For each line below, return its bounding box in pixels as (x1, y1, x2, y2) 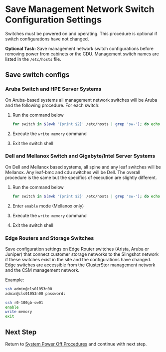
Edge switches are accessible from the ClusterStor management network (5, 262, 156, 268)
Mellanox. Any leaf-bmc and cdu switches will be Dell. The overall (5, 169, 141, 175)
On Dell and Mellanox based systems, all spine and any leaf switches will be (5, 164, 161, 170)
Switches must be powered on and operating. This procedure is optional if (5, 30, 158, 36)
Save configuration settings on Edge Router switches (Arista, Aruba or (5, 246, 150, 252)
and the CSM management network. (5, 267, 80, 273)
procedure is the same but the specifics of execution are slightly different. (5, 175, 157, 180)
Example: (5, 277, 24, 283)
